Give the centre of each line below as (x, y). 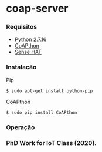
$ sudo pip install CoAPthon (42, 112)
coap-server (37, 9)
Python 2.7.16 (30, 39)
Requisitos (21, 27)
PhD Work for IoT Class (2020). (51, 143)
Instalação (21, 67)
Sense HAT (28, 52)
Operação (21, 127)
